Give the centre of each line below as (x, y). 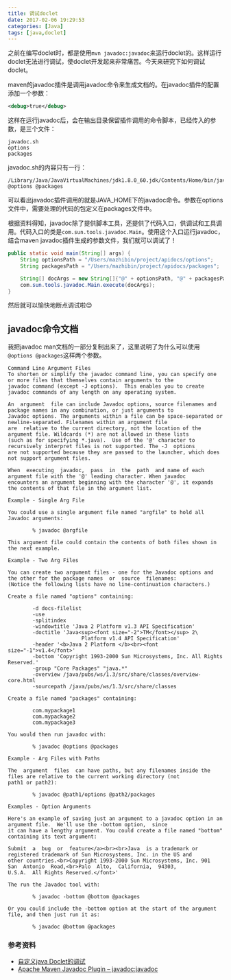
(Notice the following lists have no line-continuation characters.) (109, 585)
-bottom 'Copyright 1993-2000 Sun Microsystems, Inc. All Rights (128, 657)
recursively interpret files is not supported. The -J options (101, 447)
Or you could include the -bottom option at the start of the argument (112, 909)
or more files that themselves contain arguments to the (91, 381)
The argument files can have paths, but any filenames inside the (109, 771)
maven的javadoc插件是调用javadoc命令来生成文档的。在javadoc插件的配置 (113, 85)
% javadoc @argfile (60, 530)
